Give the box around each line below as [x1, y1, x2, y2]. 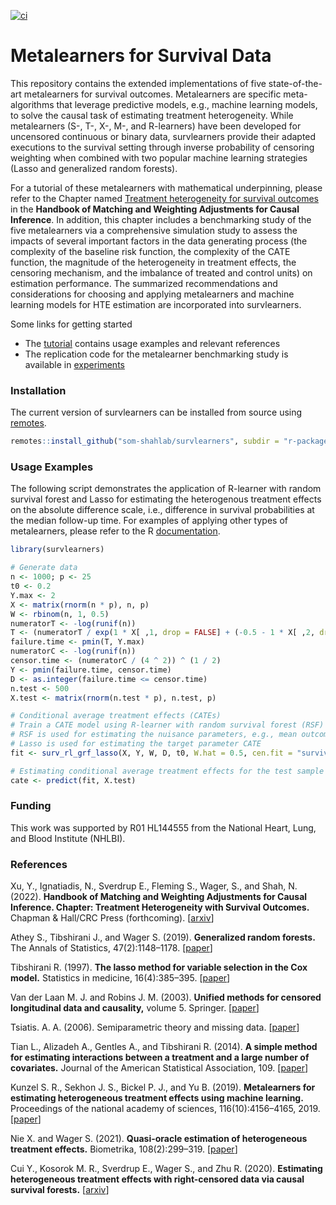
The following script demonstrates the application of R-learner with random [10, 483, 322, 495]
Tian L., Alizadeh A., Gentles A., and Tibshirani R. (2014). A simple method [10, 1041, 318, 1053]
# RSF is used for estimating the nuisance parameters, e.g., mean [10, 730, 298, 740]
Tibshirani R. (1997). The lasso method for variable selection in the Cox [10, 961, 308, 974]
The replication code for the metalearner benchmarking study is [24, 348, 289, 360]
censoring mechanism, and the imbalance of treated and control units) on [10, 266, 313, 279]
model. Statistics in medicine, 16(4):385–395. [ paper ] [10, 972, 231, 984]
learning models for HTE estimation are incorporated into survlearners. [10, 298, 302, 310]
